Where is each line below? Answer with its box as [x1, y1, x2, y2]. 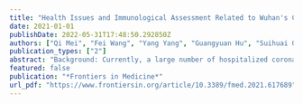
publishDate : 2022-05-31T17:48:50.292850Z [9, 30, 171, 39]
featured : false [9, 64, 70, 73]
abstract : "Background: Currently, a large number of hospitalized [9, 55, 269, 64]
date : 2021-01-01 [9, 22, 75, 31]
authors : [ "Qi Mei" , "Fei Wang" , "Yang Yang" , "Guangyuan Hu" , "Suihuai [9, 38, 289, 48]
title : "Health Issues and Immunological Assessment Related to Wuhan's [9, 13, 289, 23]
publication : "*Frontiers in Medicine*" [9, 72, 164, 81]
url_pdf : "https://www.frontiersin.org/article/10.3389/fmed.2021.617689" [9, 80, 297, 90]
